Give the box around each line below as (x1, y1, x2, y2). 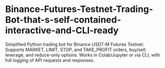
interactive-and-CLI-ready (5, 25, 119, 36)
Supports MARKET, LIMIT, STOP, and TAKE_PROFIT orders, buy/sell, (5, 46, 147, 52)
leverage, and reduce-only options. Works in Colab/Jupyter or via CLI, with (5, 51, 160, 58)
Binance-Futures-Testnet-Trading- (5, 3, 153, 15)
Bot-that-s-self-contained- (5, 14, 122, 25)
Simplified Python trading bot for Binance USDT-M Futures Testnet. (5, 41, 144, 47)
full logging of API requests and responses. (5, 57, 95, 63)
